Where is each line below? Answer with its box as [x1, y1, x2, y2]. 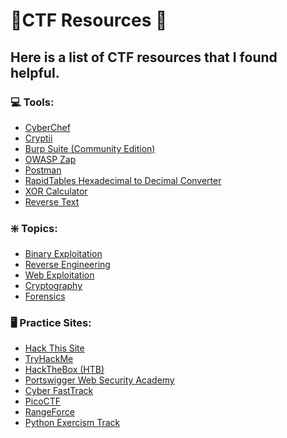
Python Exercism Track [24, 417, 121, 429]
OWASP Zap [24, 153, 77, 165]
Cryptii [24, 132, 53, 144]
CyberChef [24, 121, 71, 133]
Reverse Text [24, 195, 80, 208]
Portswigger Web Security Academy [24, 374, 175, 386]
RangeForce [24, 406, 75, 418]
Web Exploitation [24, 269, 95, 281]
